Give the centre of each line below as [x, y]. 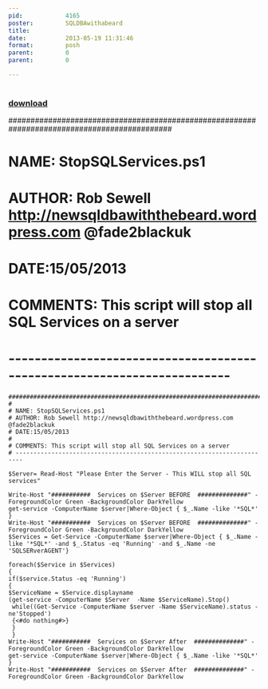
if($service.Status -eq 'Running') [67, 579]
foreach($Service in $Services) [62, 565]
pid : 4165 [44, 16]
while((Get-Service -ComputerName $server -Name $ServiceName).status [131, 607]
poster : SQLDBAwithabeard [66, 23]
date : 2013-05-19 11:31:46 [71, 38]
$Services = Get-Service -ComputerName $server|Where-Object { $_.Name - [134, 537]
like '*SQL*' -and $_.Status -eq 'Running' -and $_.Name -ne [112, 544]
